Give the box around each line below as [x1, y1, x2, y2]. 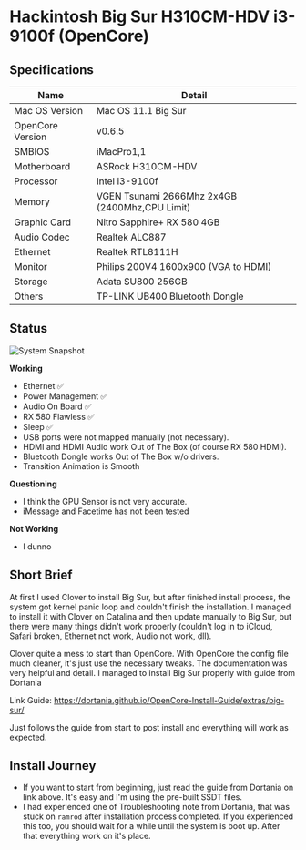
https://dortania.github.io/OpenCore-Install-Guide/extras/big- [54, 694, 285, 705]
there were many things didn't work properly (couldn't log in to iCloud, [9, 620, 273, 631]
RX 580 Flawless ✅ [22, 411, 96, 422]
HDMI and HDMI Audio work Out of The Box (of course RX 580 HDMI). [22, 441, 287, 452]
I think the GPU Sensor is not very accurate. [22, 496, 188, 507]
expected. [9, 732, 47, 742]
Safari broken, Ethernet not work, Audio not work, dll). [9, 630, 212, 641]
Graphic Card [14, 216, 71, 229]
